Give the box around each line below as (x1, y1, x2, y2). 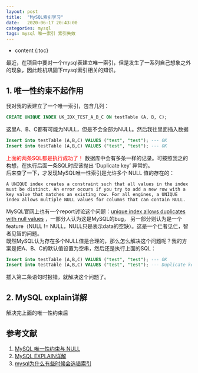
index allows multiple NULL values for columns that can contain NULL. (6, 197, 186, 202)
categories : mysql (6, 25, 51, 31)
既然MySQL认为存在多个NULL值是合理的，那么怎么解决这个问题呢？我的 (6, 237, 182, 245)
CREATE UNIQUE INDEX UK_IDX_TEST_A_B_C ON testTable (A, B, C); (6, 114, 167, 120)
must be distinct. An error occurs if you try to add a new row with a (6, 186, 186, 192)
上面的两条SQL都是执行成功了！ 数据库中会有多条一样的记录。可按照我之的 (6, 155, 189, 162)
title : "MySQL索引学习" (6, 14, 64, 20)
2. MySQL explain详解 (6, 292, 88, 303)
